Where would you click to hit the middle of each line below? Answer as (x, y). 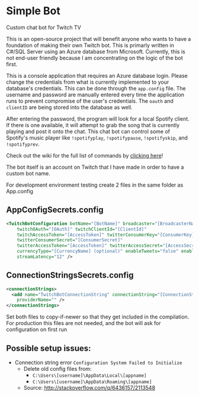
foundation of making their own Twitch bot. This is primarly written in (90, 45)
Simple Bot (33, 11)
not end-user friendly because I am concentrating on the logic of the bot (95, 58)
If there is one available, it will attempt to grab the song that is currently (93, 125)
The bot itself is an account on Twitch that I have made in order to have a (95, 167)
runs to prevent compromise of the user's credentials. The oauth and (90, 101)
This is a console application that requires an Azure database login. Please (97, 75)
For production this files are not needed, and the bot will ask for (84, 323)
